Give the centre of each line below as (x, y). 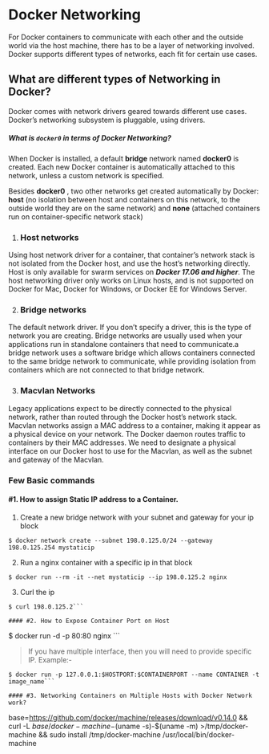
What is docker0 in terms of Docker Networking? (90, 138)
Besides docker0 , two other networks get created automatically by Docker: (134, 191)
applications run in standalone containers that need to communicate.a (123, 344)
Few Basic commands (52, 480)
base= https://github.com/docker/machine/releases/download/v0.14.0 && (128, 717)
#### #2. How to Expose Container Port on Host (89, 621)
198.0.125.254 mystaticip (51, 548)
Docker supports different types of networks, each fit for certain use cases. (133, 54)
